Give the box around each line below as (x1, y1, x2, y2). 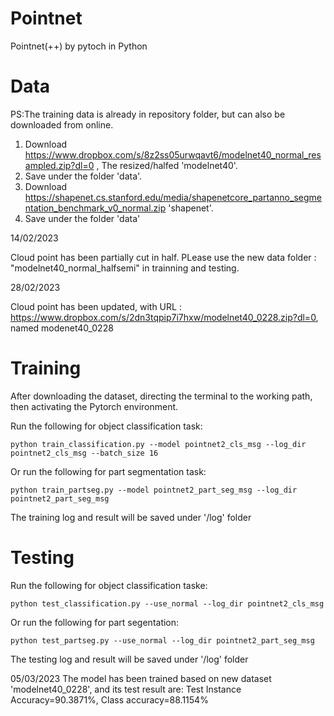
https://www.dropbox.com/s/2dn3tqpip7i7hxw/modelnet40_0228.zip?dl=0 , (10, 311, 319, 323)
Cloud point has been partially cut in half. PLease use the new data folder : (10, 251, 317, 263)
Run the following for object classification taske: (10, 579, 208, 591)
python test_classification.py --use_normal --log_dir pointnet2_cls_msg (10, 598, 325, 609)
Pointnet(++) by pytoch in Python (10, 40, 148, 52)
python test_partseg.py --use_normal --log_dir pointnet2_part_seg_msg (10, 635, 315, 646)
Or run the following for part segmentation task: (10, 465, 207, 477)
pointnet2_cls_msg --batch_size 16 (10, 448, 159, 458)
